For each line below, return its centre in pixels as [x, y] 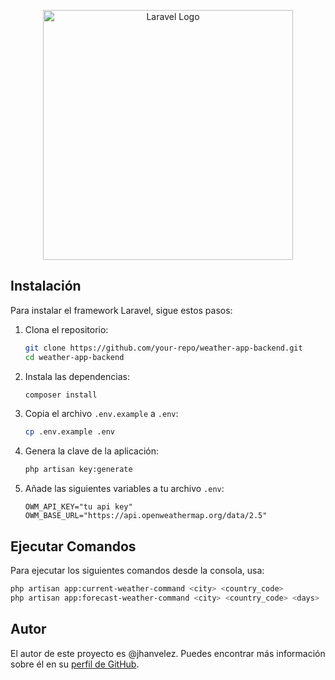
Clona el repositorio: [66, 329]
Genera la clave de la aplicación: [91, 451]
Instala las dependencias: [77, 376]
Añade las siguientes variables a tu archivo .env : [124, 489]
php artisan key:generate [78, 470]
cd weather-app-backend [74, 357]
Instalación [46, 286]
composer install [61, 395]
